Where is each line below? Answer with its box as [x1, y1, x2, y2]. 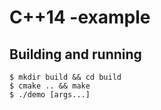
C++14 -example [9, 6, 151, 29]
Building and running [9, 46, 142, 63]
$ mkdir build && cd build [9, 72, 122, 82]
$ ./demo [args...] [9, 90, 91, 100]
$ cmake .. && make [9, 81, 91, 91]
